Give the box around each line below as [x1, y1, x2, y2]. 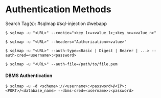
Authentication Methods [5, 4, 111, 15]
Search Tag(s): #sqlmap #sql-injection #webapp [5, 20, 107, 27]
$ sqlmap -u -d [5, 84, 38, 89]
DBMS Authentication [5, 72, 53, 79]
